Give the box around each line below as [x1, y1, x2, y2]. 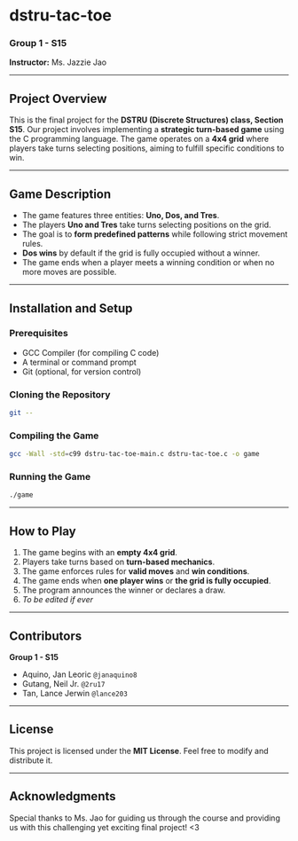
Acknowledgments [9, 789, 117, 804]
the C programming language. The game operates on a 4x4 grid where [9, 134, 270, 145]
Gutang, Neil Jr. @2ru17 [21, 678, 106, 688]
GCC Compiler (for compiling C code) [21, 347, 160, 358]
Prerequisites [9, 327, 68, 340]
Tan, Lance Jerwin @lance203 [21, 688, 129, 698]
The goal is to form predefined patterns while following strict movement [21, 229, 288, 240]
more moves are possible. [21, 267, 117, 278]
